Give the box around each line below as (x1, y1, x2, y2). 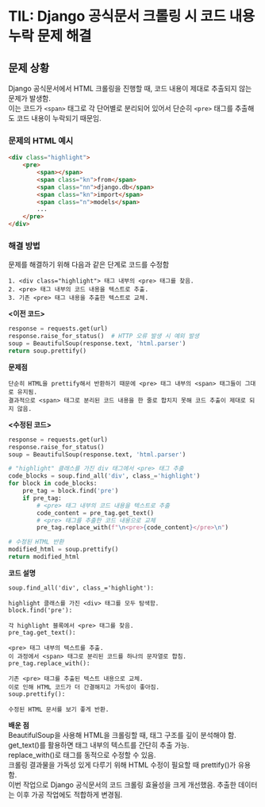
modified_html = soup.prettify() (8, 545, 119, 554)
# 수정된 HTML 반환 (8, 538, 64, 546)
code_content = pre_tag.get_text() (36, 509, 155, 517)
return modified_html (8, 553, 80, 561)
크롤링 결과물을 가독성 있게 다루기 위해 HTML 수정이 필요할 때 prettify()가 (8, 759, 236, 770)
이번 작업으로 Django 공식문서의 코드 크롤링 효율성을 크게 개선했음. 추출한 (8, 779, 236, 790)
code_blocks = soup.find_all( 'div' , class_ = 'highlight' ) (8, 472, 201, 480)
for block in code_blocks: (8, 479, 98, 488)
